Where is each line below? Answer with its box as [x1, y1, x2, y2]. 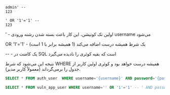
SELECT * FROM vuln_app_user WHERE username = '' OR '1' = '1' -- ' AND [5, 85, 153, 90]
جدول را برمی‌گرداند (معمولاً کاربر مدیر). [5, 66, 81, 72]
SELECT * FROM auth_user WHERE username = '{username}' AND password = [5, 76, 155, 81]
